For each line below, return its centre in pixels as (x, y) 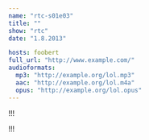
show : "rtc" (28, 31)
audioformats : (32, 68)
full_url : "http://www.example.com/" (72, 60)
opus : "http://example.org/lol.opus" (79, 90)
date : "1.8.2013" (37, 38)
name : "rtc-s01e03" (41, 16)
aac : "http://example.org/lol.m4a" (75, 82)
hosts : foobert (34, 53)
